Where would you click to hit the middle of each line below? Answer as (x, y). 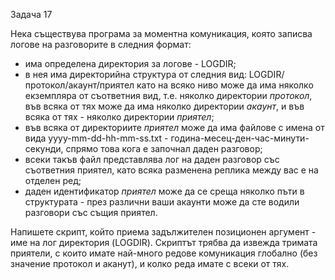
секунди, (44, 148)
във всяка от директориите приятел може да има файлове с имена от (174, 127)
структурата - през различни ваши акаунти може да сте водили (162, 202)
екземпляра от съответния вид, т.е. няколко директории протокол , (168, 95)
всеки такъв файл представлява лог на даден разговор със (152, 159)
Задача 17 (31, 14)
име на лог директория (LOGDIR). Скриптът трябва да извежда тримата (164, 242)
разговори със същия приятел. (91, 212)
